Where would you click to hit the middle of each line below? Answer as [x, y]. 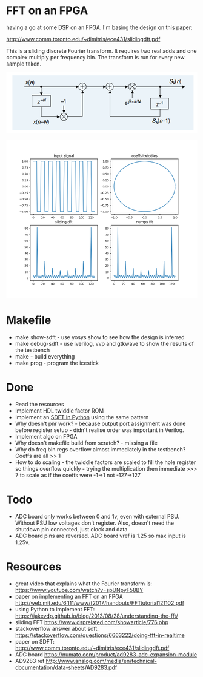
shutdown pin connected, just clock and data [71, 529]
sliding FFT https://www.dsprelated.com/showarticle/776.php [92, 622]
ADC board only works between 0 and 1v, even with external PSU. [97, 516]
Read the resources [40, 404]
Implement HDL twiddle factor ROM [59, 411]
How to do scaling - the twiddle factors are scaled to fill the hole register [105, 462]
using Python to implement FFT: [55, 609]
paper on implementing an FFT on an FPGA [69, 596]
